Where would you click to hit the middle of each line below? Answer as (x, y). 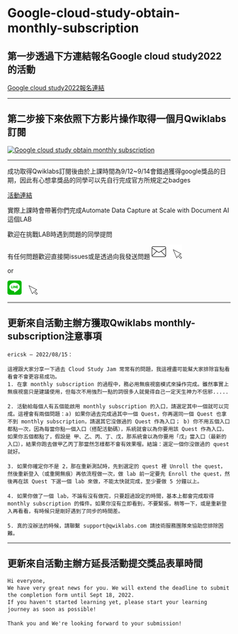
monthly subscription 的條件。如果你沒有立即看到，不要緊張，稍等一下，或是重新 (114, 503)
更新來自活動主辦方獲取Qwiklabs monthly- (102, 323)
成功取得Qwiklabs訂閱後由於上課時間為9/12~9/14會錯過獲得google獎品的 (114, 171)
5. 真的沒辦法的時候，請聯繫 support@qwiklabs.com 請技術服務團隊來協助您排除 (113, 526)
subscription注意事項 (55, 336)
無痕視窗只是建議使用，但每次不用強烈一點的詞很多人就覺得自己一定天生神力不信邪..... (118, 392)
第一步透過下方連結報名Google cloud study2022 (114, 56)
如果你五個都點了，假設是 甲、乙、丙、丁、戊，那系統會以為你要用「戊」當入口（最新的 (117, 437)
